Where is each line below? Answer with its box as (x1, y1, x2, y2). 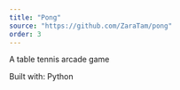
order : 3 (9, 29, 42, 38)
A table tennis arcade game (9, 54, 110, 65)
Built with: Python (9, 71, 74, 82)
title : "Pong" (9, 12, 62, 22)
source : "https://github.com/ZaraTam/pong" (9, 21, 173, 30)
